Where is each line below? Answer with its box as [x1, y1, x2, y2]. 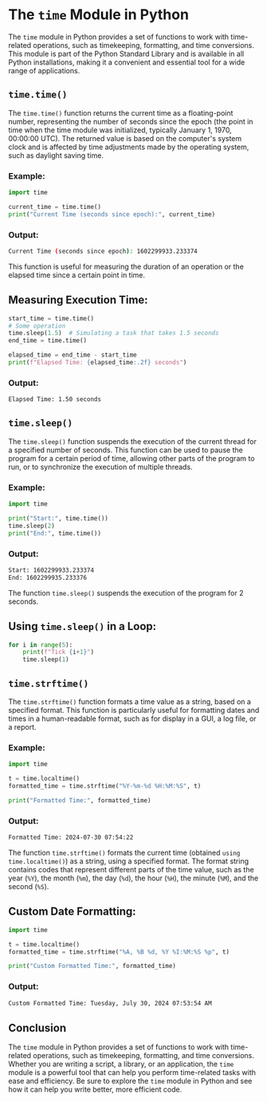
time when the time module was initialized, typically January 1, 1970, [8, 125, 233, 135]
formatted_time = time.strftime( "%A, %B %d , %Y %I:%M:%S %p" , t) [8, 947, 230, 956]
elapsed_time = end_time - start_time [8, 351, 137, 360]
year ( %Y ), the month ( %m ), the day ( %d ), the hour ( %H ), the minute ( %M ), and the [8, 873, 259, 883]
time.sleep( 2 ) [8, 521, 56, 529]
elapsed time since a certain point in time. [8, 270, 146, 280]
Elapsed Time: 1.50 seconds [8, 396, 102, 403]
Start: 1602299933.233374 [8, 566, 94, 574]
